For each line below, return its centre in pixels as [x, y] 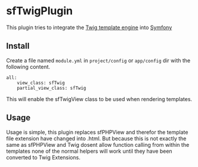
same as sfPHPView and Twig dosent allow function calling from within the [98, 144]
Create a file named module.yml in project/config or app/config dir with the [98, 60]
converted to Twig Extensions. [43, 157]
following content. [28, 67]
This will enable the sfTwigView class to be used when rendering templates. [99, 99]
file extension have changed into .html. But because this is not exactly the [96, 138]
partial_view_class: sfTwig [51, 88]
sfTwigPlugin [40, 11]
